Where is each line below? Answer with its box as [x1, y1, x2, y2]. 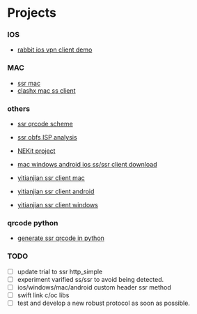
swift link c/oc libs [17, 291, 70, 299]
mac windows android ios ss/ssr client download [17, 160, 157, 169]
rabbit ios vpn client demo [17, 45, 93, 54]
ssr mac [17, 79, 40, 87]
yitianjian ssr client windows [17, 201, 99, 209]
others [7, 103, 30, 113]
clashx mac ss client [17, 86, 76, 95]
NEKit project [17, 147, 56, 155]
